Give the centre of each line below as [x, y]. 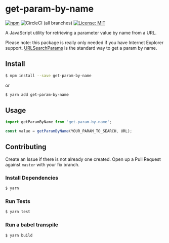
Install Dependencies [32, 178]
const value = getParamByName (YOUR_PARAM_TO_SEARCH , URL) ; [69, 131]
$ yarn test [18, 212]
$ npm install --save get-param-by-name [49, 76]
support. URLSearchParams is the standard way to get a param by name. [81, 48]
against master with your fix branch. [43, 164]
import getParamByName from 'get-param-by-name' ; [59, 122]
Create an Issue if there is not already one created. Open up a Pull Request [83, 159]
